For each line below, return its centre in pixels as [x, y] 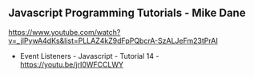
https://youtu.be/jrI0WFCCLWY [72, 64]
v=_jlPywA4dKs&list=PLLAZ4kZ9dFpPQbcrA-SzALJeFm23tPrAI [113, 40]
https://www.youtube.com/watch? [65, 32]
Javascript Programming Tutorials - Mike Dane [127, 13]
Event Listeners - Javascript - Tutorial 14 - [89, 56]
